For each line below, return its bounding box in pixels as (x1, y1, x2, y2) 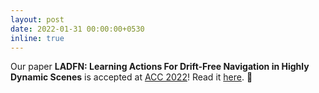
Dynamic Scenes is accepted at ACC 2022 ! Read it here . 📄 (10, 71, 253, 83)
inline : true (10, 33, 65, 43)
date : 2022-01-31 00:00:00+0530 (10, 24, 145, 34)
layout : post (10, 14, 65, 25)
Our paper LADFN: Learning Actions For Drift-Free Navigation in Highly (10, 61, 310, 73)
